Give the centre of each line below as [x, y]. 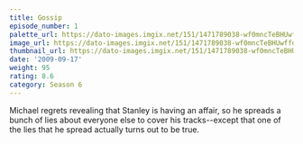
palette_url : [34, 34]
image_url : [30, 43]
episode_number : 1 [44, 26]
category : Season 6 [46, 85]
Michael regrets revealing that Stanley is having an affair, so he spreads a [145, 110]
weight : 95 [30, 68]
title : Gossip [36, 18]
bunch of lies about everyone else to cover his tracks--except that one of [145, 120]
